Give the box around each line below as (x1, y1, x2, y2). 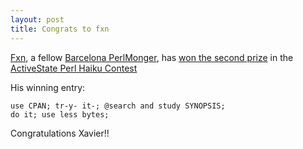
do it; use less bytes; (10, 109, 110, 120)
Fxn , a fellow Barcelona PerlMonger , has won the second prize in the (10, 51, 294, 63)
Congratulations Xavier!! (10, 127, 110, 139)
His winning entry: (10, 81, 86, 93)
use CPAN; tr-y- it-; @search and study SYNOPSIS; (10, 101, 226, 111)
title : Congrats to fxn (10, 24, 110, 34)
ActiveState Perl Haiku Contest (10, 62, 138, 74)
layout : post (10, 14, 65, 25)
